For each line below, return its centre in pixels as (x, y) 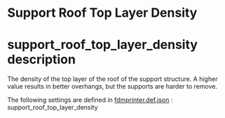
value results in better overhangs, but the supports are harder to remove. (112, 87)
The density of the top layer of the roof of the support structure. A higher (112, 79)
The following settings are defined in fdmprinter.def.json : (90, 100)
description (41, 60)
